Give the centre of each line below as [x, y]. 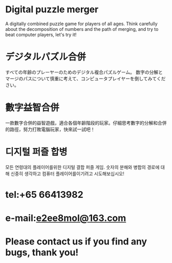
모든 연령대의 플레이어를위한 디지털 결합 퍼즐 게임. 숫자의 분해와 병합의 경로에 [82, 167]
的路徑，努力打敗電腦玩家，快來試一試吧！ [50, 129]
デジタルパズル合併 [46, 57]
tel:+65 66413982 [44, 194]
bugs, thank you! [42, 252]
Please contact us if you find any [76, 242]
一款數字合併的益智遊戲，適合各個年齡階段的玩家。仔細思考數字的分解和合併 [86, 123]
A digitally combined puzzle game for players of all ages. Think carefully [81, 24]
